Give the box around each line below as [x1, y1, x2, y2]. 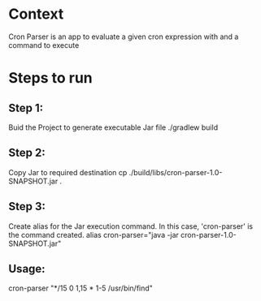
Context [8, 5, 64, 24]
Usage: [8, 261, 46, 276]
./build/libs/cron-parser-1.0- [128, 167, 223, 177]
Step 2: [8, 146, 46, 160]
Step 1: [8, 101, 44, 114]
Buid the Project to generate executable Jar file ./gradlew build [8, 123, 218, 132]
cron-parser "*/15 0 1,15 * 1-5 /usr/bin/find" [8, 283, 153, 293]
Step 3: [8, 200, 46, 213]
